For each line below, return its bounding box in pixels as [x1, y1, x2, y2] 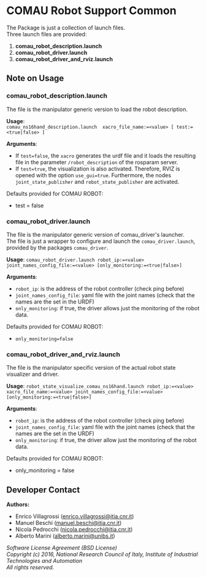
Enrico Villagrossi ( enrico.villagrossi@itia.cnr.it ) [15, 513, 134, 520]
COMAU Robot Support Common [6, 4, 177, 18]
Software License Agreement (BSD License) [6, 544, 118, 552]
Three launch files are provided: [6, 30, 87, 37]
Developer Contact [6, 484, 80, 495]
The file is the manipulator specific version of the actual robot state [6, 364, 176, 372]
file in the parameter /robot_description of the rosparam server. [15, 158, 178, 166]
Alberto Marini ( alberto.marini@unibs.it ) [15, 532, 115, 540]
